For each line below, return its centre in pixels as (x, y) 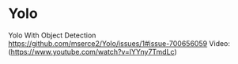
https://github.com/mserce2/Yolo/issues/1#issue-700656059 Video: (119, 43)
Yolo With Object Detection (52, 35)
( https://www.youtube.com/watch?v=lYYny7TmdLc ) (93, 52)
